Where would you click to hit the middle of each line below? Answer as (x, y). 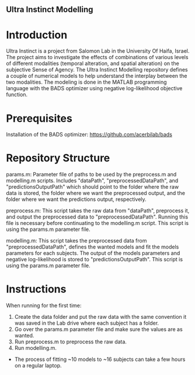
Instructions (36, 289)
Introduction (37, 35)
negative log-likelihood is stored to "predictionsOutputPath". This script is (94, 260)
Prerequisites (39, 118)
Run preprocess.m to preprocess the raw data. (71, 342)
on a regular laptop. (38, 366)
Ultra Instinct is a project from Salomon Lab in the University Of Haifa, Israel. (98, 51)
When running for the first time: (44, 306)
